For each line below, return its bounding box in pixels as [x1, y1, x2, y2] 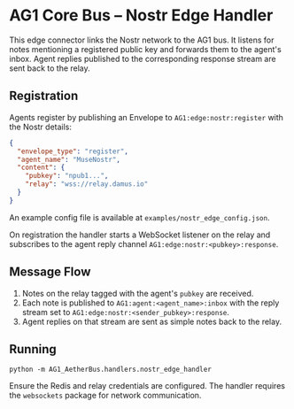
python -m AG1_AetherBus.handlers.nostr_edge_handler [9, 365, 213, 374]
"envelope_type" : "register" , [17, 147, 128, 156]
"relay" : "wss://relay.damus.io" [25, 180, 149, 189]
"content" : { [17, 163, 66, 173]
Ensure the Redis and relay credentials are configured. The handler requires [9, 381, 286, 391]
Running [9, 342, 58, 357]
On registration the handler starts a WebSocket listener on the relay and [9, 229, 271, 240]
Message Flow [9, 265, 91, 280]
